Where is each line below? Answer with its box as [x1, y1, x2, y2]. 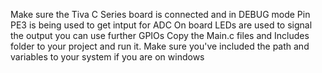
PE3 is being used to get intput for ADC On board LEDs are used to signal [10, 19, 313, 31]
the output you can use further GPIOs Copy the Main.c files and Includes [10, 30, 310, 41]
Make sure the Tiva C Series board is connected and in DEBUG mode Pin [10, 9, 311, 20]
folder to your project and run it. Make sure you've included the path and [10, 40, 310, 52]
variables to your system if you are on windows [10, 51, 205, 63]
